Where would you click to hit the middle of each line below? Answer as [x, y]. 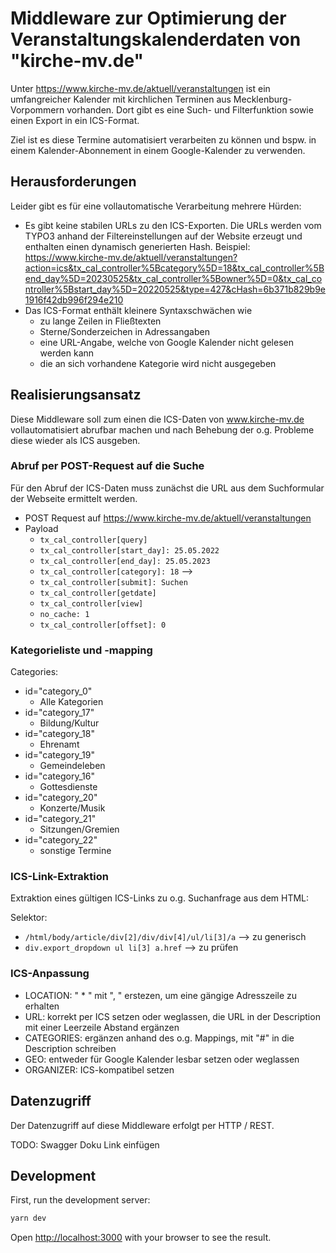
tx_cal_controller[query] [93, 540]
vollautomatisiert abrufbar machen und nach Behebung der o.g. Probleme [162, 429]
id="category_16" [59, 776]
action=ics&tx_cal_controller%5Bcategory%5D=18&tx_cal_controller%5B [174, 268]
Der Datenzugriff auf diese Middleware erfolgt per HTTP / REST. [142, 1125]
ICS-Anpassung [50, 974]
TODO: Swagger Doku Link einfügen [85, 1144]
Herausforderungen [73, 182]
